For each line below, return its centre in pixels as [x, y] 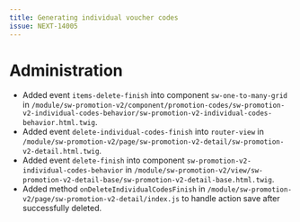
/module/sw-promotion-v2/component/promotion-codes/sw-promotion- [158, 106]
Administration [66, 71]
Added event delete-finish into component [104, 160]
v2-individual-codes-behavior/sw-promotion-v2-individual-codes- [147, 113]
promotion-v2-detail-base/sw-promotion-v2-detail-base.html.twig [147, 181]
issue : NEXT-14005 [44, 26]
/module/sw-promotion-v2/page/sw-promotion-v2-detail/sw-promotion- [153, 142]
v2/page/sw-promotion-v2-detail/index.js [101, 200]
